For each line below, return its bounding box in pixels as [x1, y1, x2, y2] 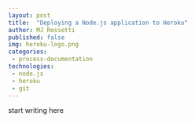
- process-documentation [11, 56, 93, 63]
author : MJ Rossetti [8, 26, 76, 34]
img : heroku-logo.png [8, 41, 79, 49]
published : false [8, 33, 65, 42]
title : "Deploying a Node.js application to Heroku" [8, 19, 189, 27]
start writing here [8, 106, 64, 115]
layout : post [8, 11, 51, 20]
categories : [8, 48, 47, 56]
